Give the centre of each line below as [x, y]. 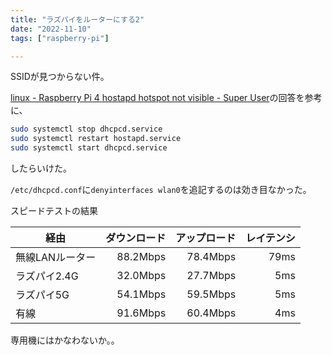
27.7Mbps [211, 275]
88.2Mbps [141, 256]
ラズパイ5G [42, 294]
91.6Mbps [141, 313]
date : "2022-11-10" [51, 29]
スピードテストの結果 [54, 210]
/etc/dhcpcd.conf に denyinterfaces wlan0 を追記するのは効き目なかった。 [161, 189]
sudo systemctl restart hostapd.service [96, 139]
